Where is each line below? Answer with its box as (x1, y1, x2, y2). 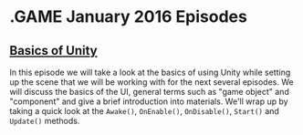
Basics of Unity (9, 43, 98, 58)
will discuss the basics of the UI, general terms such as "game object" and (9, 87, 289, 97)
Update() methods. (9, 116, 80, 126)
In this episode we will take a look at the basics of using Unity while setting (9, 67, 291, 78)
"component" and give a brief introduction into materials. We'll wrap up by (9, 96, 289, 107)
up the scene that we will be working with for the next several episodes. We (9, 77, 294, 88)
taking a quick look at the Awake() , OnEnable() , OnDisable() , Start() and (9, 106, 280, 116)
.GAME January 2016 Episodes (9, 6, 248, 27)
